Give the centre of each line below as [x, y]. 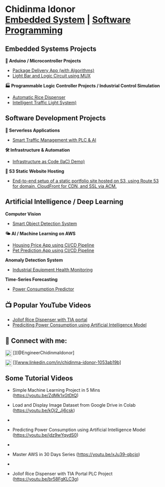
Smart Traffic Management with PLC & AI [54, 140]
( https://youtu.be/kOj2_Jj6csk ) [44, 411]
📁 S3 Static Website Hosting [35, 171]
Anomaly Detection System [34, 260]
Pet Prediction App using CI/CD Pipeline [53, 250]
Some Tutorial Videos [39, 378]
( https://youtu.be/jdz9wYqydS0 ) [45, 435]
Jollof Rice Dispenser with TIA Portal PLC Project [62, 474]
